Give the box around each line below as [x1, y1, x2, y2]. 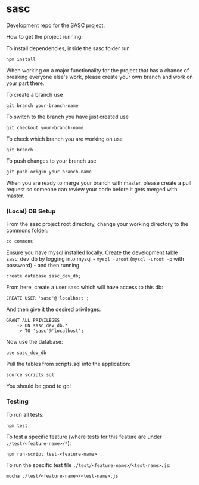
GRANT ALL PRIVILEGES [6, 318, 60, 324]
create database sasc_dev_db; [6, 273, 82, 279]
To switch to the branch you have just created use [6, 113, 129, 120]
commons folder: [6, 227, 48, 234]
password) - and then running [6, 262, 80, 269]
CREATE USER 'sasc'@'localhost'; [6, 295, 89, 301]
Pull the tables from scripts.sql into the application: [6, 361, 131, 368]
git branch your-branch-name [6, 102, 79, 109]
